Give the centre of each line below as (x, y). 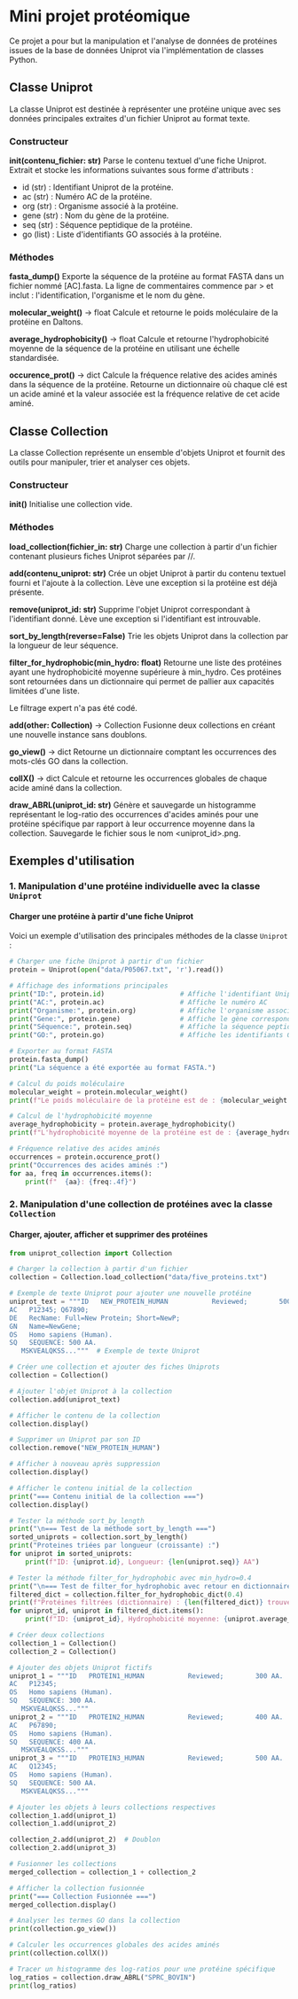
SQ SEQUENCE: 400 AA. (53, 1742)
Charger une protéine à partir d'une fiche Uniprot (101, 916)
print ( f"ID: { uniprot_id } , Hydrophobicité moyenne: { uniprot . (142, 1620)
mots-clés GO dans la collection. (69, 761)
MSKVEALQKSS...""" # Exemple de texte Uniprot (110, 1351)
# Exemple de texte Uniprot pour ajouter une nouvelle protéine (130, 1293)
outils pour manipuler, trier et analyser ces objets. (100, 462)
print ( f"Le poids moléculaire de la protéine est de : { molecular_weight (149, 1100)
